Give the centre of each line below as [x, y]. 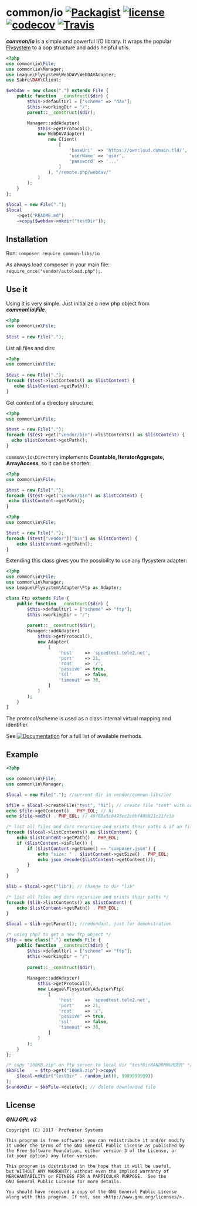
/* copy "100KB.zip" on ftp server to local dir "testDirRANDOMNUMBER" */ [99, 1065]
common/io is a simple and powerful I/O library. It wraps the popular [89, 41]
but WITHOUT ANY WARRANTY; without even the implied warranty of [87, 1171]
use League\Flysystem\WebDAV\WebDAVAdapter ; [61, 74]
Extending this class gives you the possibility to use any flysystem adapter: [97, 561]
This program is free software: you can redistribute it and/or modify [95, 1140]
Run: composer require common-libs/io [53, 253]
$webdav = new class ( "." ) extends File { [57, 91]
